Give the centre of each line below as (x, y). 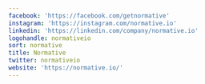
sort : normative (35, 46)
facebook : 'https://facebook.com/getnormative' (89, 16)
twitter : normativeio (44, 61)
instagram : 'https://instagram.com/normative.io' (93, 23)
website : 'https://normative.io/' (66, 68)
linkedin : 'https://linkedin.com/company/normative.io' (103, 30)
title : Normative (37, 53)
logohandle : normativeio (50, 38)
